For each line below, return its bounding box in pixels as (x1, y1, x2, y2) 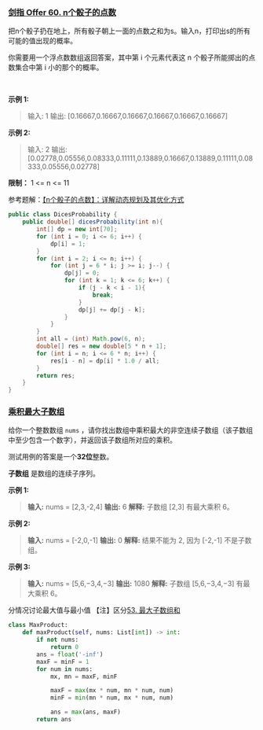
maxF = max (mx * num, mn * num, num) (49, 687, 174, 695)
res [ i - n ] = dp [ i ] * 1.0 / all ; (49, 356, 160, 365)
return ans (36, 716, 72, 724)
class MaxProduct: (8, 621, 68, 629)
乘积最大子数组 (8, 407, 65, 418)
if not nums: (36, 636, 79, 644)
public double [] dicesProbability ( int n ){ (22, 218, 163, 226)
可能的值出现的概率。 (8, 36, 77, 46)
